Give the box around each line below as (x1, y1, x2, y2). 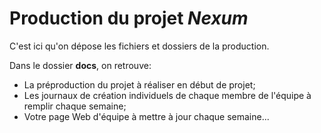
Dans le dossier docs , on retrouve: (9, 59, 152, 71)
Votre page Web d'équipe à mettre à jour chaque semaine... (23, 110, 270, 122)
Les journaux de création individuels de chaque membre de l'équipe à (23, 89, 312, 101)
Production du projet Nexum (9, 7, 249, 30)
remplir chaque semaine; (23, 100, 127, 112)
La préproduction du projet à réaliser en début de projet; (23, 78, 256, 91)
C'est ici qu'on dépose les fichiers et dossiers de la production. (9, 40, 270, 52)
